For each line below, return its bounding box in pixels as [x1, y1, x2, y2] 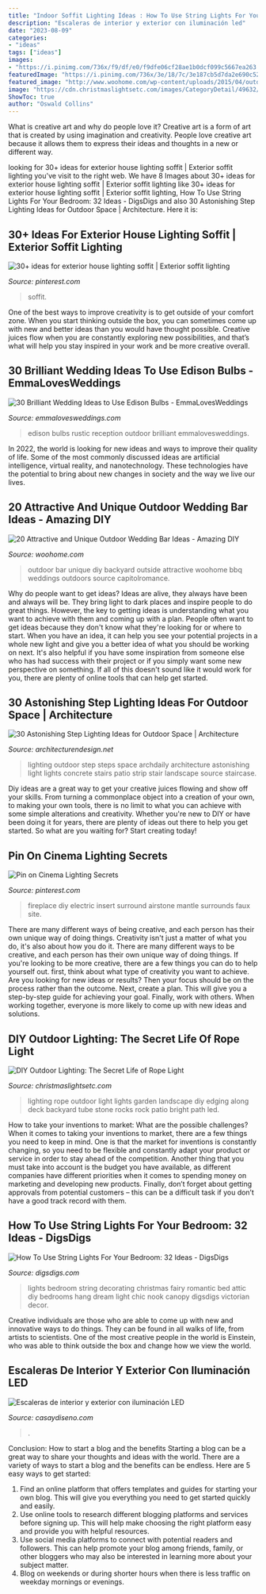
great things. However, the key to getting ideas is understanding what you [8, 605, 249, 615]
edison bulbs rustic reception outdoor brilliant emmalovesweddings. [27, 428, 249, 437]
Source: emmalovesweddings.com [8, 413, 121, 422]
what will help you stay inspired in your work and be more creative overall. [8, 341, 251, 350]
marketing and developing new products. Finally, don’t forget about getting [8, 1180, 252, 1188]
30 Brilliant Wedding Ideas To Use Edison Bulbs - [8, 364, 254, 378]
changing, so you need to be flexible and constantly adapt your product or [8, 1145, 251, 1155]
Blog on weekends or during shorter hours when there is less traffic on [19, 1569, 251, 1578]
